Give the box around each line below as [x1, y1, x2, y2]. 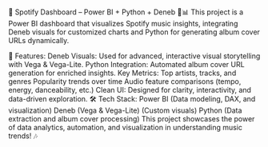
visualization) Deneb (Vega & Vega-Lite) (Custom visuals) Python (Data [8, 105, 242, 115]
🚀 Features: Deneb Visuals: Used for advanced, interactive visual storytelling [8, 51, 261, 61]
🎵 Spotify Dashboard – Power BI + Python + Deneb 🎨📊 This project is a [8, 7, 244, 17]
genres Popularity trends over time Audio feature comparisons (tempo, [8, 77, 242, 86]
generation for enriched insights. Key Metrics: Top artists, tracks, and [8, 68, 237, 77]
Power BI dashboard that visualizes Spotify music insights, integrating [8, 19, 238, 28]
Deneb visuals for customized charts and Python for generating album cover [8, 27, 260, 37]
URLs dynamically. [8, 36, 70, 45]
